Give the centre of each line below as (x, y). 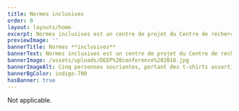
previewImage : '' (33, 41)
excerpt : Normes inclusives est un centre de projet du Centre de (108, 34)
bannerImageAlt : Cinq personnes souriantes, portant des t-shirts (108, 67)
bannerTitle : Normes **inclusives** (62, 47)
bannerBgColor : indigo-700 (47, 73)
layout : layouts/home (39, 27)
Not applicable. (30, 100)
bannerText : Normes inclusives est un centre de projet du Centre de (113, 54)
